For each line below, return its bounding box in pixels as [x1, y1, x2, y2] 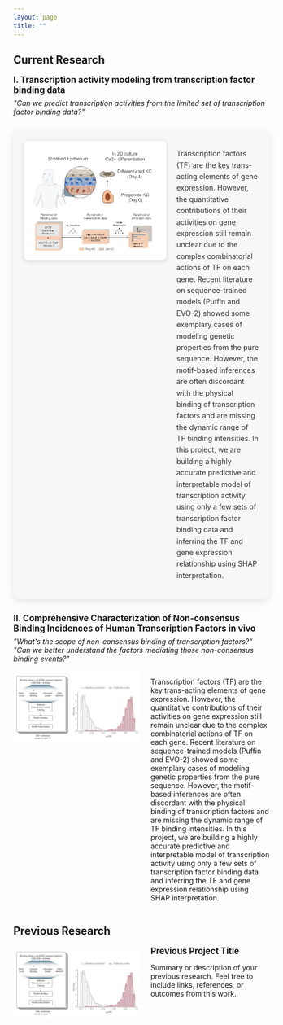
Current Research [13, 53, 105, 67]
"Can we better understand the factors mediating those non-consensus [13, 646, 255, 655]
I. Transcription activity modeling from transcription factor [13, 74, 255, 85]
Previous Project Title [150, 945, 240, 957]
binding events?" [13, 654, 70, 664]
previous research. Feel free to [150, 971, 254, 981]
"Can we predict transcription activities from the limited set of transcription [13, 99, 265, 108]
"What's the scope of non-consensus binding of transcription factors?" [13, 637, 253, 646]
